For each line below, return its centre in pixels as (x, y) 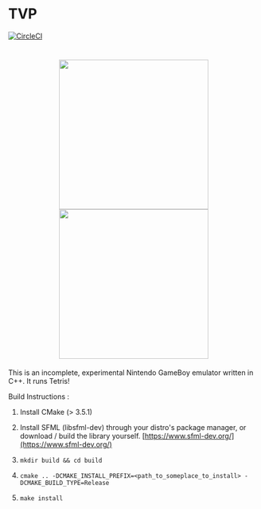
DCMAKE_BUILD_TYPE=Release (64, 483)
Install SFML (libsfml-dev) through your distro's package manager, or (133, 427)
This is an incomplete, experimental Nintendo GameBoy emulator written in (131, 373)
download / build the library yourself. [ (82, 436)
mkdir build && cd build (61, 460)
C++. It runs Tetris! (39, 381)
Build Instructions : (39, 397)
